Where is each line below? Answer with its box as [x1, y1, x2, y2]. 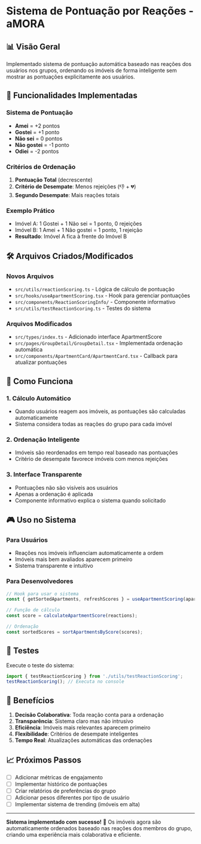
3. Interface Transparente [6, 471, 83, 479]
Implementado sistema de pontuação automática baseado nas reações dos [6, 61, 191, 67]
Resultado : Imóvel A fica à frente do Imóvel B [14, 233, 127, 240]
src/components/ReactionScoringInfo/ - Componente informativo [14, 298, 176, 305]
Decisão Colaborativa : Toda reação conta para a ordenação [14, 712, 164, 719]
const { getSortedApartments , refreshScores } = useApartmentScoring [6, 596, 184, 602]
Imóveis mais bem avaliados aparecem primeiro [14, 556, 133, 563]
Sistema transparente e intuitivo [14, 562, 94, 569]
